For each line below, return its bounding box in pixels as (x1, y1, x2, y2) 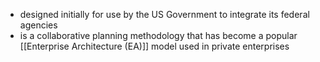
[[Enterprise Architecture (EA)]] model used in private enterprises (19, 40, 290, 52)
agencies (19, 19, 58, 31)
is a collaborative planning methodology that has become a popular (19, 30, 298, 41)
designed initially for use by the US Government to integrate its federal (19, 9, 310, 20)
